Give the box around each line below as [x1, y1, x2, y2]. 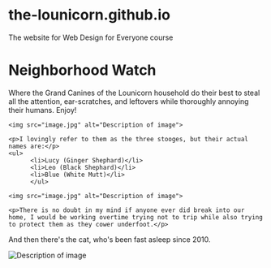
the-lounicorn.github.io [8, 6, 171, 24]
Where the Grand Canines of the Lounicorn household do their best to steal [8, 88, 260, 97]
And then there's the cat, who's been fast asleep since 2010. [8, 234, 211, 244]
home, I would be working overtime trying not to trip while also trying [8, 213, 264, 221]
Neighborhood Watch [8, 61, 157, 80]
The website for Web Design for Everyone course [8, 32, 174, 42]
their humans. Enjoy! [8, 105, 77, 115]
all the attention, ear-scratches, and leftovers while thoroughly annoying [8, 96, 249, 106]
